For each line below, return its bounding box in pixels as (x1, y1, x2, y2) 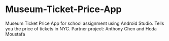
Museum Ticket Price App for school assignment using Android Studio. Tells (5, 20, 164, 26)
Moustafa (5, 31, 25, 37)
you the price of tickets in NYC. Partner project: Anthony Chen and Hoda (5, 25, 157, 31)
